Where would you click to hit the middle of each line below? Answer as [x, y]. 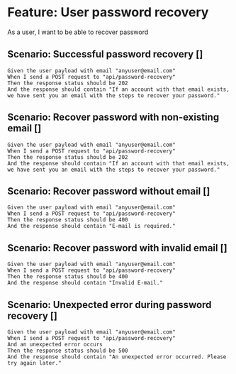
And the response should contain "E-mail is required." [91, 226]
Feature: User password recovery [108, 12]
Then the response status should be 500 [68, 351]
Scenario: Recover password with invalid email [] [118, 248]
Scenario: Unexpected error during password [109, 305]
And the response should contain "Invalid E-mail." [85, 283]
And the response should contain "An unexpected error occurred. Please [117, 357]
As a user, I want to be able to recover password [78, 32]
